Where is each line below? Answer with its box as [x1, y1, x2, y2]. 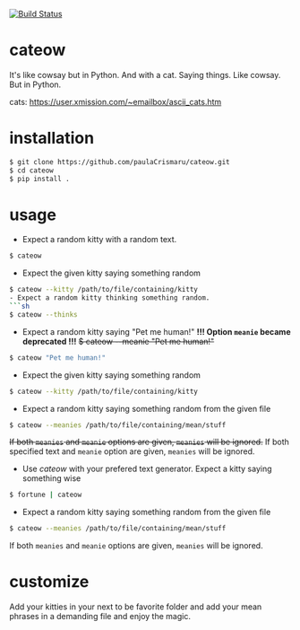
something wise [21, 473, 81, 484]
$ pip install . [9, 174, 70, 183]
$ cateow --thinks [9, 310, 78, 319]
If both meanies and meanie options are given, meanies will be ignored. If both [9, 436, 289, 448]
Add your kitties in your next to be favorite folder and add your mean [9, 601, 262, 612]
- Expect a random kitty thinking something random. [9, 293, 210, 302]
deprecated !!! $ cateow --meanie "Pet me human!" [21, 336, 215, 346]
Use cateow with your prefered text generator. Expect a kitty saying [21, 463, 272, 475]
